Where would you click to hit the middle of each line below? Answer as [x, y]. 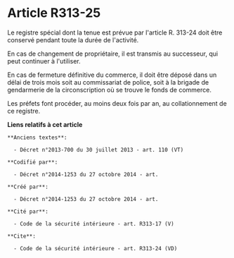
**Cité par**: [28, 211]
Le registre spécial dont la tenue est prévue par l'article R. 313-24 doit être [115, 32]
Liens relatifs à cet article [45, 124]
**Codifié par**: [33, 162]
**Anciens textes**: [38, 137]
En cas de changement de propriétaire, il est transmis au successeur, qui [113, 54]
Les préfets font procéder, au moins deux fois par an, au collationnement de [117, 103]
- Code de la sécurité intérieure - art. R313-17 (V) [94, 223]
